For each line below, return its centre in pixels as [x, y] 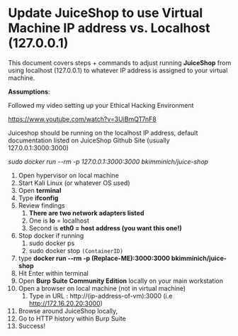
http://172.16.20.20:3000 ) [66, 303]
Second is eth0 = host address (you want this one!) [106, 228]
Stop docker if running [51, 235]
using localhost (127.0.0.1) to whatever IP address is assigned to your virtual [118, 70]
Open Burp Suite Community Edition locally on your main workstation [121, 281]
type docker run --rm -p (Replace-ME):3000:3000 [94, 258]
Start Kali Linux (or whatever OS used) [74, 183]
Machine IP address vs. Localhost [109, 28]
